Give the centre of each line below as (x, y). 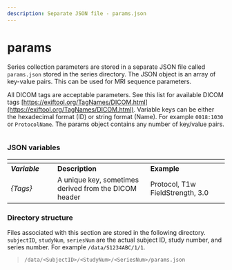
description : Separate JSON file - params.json (77, 13)
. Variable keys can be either (174, 109)
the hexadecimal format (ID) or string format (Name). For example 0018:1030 (115, 116)
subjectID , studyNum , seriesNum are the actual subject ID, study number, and (115, 240)
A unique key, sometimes (98, 180)
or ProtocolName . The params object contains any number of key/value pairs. (116, 124)
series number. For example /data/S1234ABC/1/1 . (76, 247)
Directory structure (40, 218)
